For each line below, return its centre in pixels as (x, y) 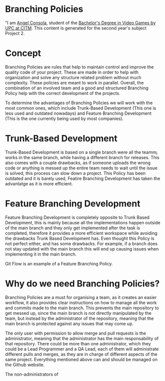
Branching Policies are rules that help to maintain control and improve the (80, 67)
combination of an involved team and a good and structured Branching (77, 88)
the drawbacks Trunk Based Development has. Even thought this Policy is (80, 238)
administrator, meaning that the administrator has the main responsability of (82, 338)
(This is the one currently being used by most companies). (65, 118)
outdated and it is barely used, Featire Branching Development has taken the (83, 178)
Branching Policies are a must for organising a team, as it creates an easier (81, 297)
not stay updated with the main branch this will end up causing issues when (82, 249)
